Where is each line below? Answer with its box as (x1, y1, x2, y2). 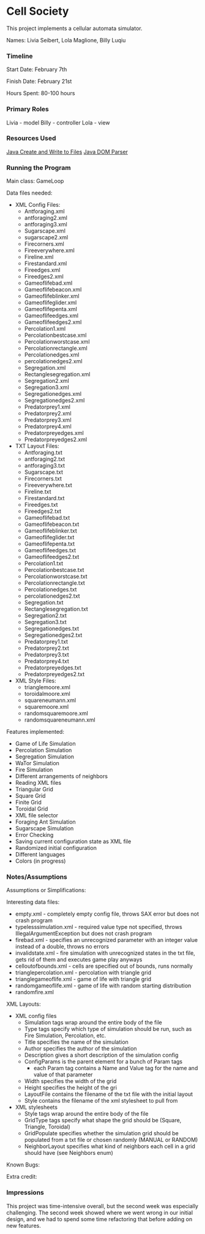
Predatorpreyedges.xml (24, 430, 84, 437)
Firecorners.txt (24, 475, 62, 482)
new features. (6, 1222, 41, 1229)
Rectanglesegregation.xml (24, 371, 91, 378)
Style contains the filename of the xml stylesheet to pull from (24, 1097, 178, 1105)
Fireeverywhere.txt (24, 482, 72, 489)
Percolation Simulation (15, 747, 72, 754)
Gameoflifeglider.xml (24, 299, 77, 306)
